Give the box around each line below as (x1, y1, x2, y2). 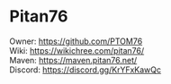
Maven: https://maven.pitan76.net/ (9, 55, 138, 65)
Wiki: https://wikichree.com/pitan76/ (9, 45, 145, 55)
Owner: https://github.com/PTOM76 (9, 36, 143, 46)
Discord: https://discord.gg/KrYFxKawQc (9, 64, 162, 75)
